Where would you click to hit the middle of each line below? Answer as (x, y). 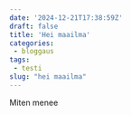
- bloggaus (33, 52)
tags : (19, 60)
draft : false (34, 26)
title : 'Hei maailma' (50, 34)
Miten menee (34, 102)
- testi (28, 69)
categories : (32, 43)
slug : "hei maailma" (48, 77)
